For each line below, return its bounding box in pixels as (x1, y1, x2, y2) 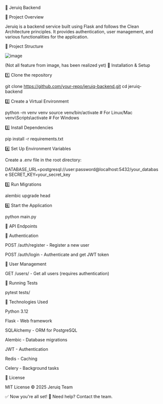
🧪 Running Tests (5, 280, 38, 286)
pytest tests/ (5, 290, 30, 295)
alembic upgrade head (5, 193, 50, 198)
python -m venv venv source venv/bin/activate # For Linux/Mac (5, 110, 133, 115)
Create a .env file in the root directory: (5, 157, 82, 163)
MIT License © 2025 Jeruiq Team (5, 384, 73, 390)
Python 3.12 (5, 308, 28, 314)
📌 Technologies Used (5, 299, 48, 305)
